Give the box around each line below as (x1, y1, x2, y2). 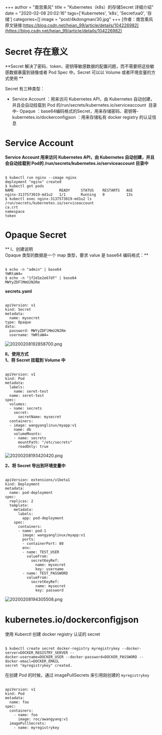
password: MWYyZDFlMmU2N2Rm (9, 328, 66, 333)
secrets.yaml (5, 288, 32, 294)
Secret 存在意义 (5, 47, 68, 57)
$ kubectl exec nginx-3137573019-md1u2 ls (5, 196, 92, 201)
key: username (35, 567, 64, 572)
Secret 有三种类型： (5, 85, 45, 91)
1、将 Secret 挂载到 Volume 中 (5, 357, 66, 363)
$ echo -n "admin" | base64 (5, 267, 62, 272)
